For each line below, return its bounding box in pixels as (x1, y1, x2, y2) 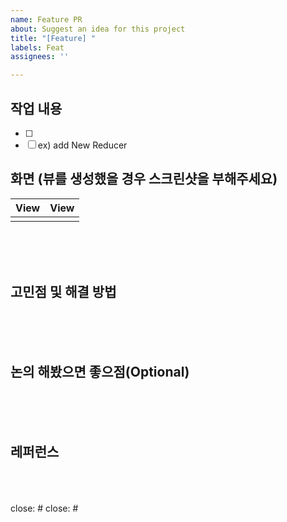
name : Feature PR (10, 14, 83, 25)
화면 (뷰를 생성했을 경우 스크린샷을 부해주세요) (10, 171, 278, 188)
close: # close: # (10, 502, 79, 515)
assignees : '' (10, 52, 70, 62)
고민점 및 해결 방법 (10, 284, 117, 301)
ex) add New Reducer (37, 139, 128, 151)
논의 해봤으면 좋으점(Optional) (10, 363, 190, 380)
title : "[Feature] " (10, 33, 97, 43)
